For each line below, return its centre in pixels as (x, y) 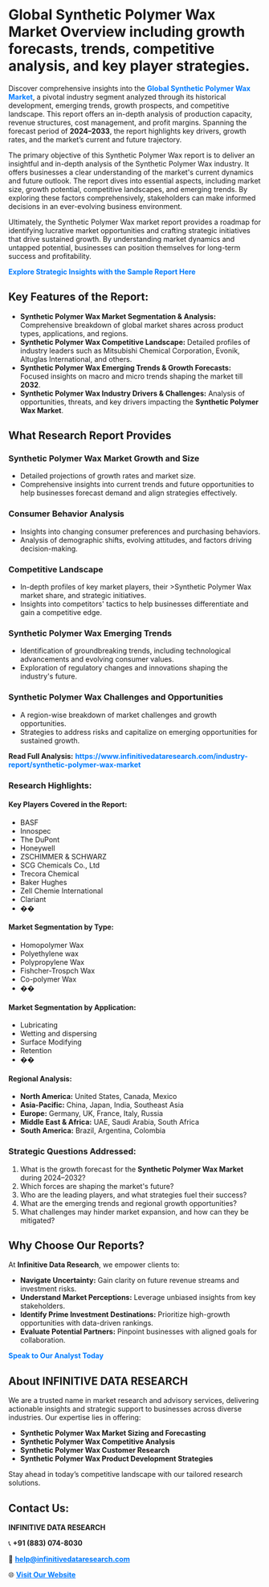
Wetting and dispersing (59, 1034)
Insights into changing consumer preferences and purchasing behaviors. (140, 531)
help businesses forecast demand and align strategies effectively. (128, 493)
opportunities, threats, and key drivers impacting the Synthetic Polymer (139, 402)
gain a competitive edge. (61, 613)
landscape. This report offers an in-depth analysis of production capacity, (130, 113)
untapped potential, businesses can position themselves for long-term (124, 248)
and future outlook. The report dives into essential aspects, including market (134, 180)
